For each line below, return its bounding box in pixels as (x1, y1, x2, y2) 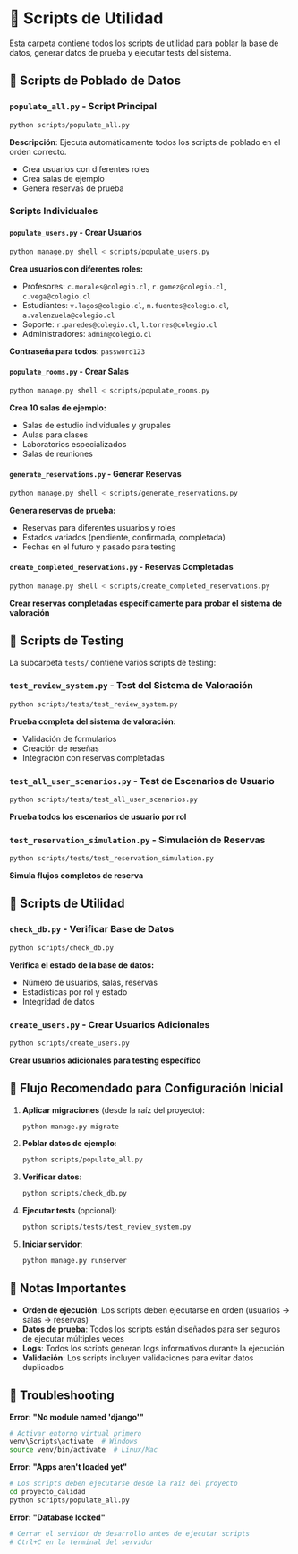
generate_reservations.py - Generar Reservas (9, 469, 182, 479)
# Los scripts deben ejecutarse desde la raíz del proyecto (9, 1479, 239, 1489)
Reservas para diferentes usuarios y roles (21, 522, 176, 532)
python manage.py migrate (21, 1122, 119, 1131)
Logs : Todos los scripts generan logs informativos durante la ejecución (21, 1342, 285, 1353)
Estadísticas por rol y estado (21, 986, 128, 997)
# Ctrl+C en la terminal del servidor (9, 1537, 154, 1547)
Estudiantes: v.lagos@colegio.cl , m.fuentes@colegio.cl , (21, 299, 230, 310)
